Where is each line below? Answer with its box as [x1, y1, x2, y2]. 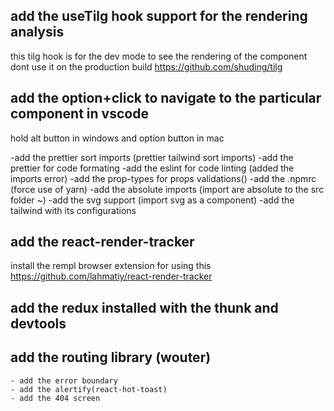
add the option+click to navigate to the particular [10, 90, 322, 107]
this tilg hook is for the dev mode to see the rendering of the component [10, 50, 308, 62]
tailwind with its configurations [10, 204, 137, 216]
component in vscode [10, 105, 149, 123]
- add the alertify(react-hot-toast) [10, 384, 168, 394]
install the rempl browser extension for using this [10, 260, 212, 272]
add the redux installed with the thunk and [10, 299, 279, 316]
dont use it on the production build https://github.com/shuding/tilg [10, 60, 283, 73]
